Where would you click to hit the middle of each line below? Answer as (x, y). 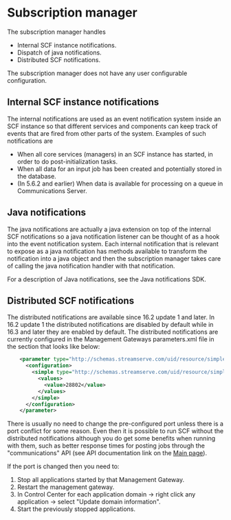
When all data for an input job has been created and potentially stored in (119, 169)
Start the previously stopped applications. (76, 509)
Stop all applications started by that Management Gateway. (100, 480)
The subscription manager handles (57, 32)
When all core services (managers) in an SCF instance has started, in (115, 154)
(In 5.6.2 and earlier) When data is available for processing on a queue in (120, 183)
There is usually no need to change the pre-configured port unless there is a (115, 424)
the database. (36, 176)
